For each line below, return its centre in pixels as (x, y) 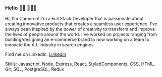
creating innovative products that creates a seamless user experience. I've (81, 24)
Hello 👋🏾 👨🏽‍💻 (21, 8)
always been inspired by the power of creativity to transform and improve (80, 29)
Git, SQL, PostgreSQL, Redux (35, 69)
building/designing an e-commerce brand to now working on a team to (77, 39)
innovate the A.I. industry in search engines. (50, 45)
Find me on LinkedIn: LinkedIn (36, 54)
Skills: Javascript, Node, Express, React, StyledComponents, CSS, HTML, (80, 64)
